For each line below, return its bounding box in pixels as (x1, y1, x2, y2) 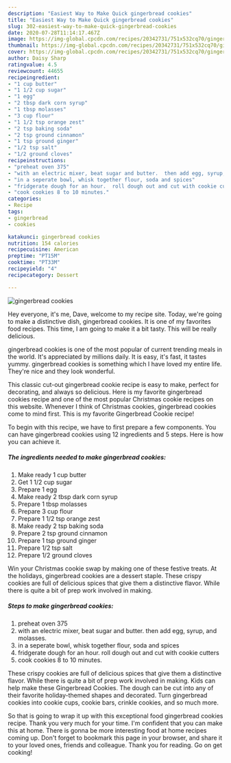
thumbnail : (8, 42, 39, 49)
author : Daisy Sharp (8, 55, 67, 62)
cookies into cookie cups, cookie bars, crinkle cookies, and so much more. (8, 698, 219, 707)
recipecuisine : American (8, 246, 79, 253)
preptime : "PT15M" (8, 252, 60, 260)
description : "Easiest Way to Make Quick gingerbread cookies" (8, 10, 193, 17)
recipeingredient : (8, 74, 60, 81)
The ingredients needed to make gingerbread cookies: (8, 453, 167, 461)
